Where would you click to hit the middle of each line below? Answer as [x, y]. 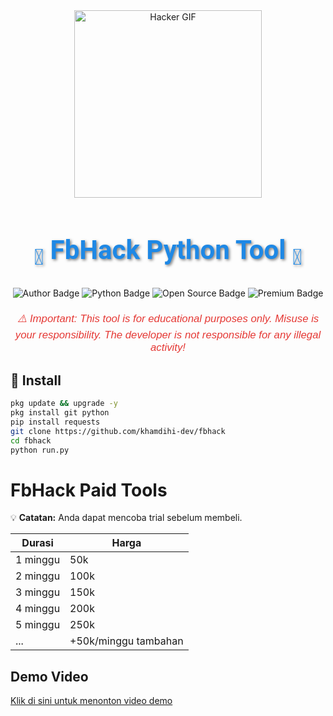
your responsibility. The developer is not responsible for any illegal [168, 335]
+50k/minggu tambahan [126, 641]
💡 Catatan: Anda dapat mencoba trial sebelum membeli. [126, 518]
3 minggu [38, 592]
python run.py [40, 450]
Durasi [37, 543]
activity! [168, 347]
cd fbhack [31, 440]
